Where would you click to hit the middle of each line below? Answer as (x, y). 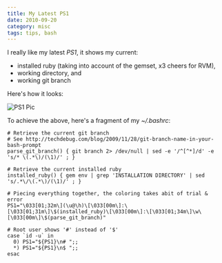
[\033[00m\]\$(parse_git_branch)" (57, 218)
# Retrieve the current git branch (58, 133)
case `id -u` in (30, 236)
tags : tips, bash (32, 33)
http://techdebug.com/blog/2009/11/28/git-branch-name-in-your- (120, 139)
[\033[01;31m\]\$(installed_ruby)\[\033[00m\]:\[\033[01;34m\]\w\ (104, 212)
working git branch (44, 81)
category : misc (29, 26)
